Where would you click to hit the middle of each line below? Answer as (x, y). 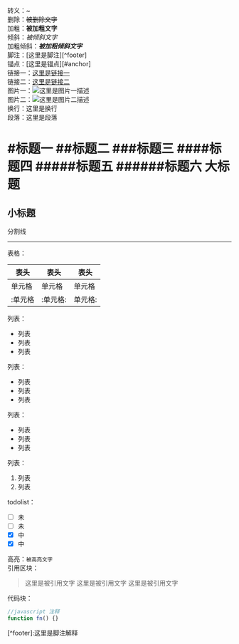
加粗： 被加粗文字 (32, 28)
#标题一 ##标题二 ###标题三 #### (108, 149)
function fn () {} (33, 618)
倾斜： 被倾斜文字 (32, 37)
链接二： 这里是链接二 (38, 82)
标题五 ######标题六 (139, 167)
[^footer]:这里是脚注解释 (43, 633)
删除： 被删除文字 (32, 19)
